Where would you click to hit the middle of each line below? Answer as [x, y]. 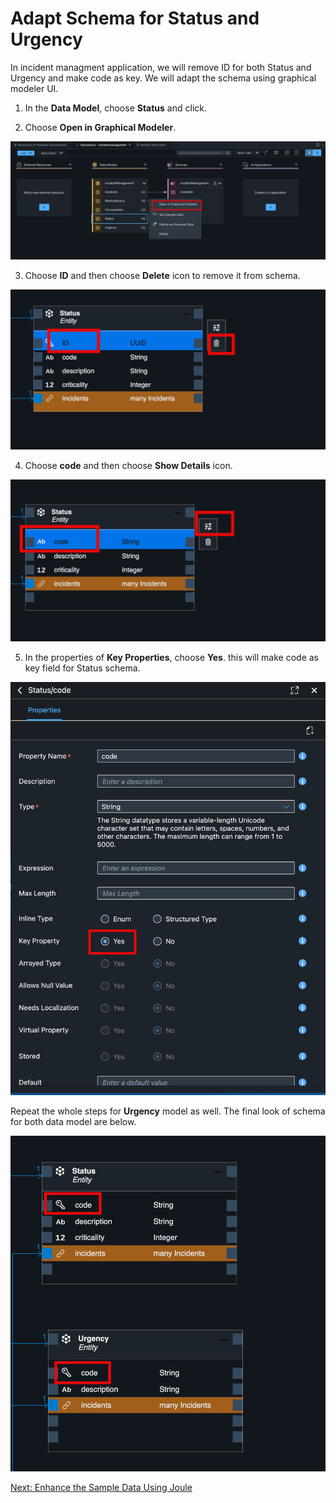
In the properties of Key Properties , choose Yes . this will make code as [171, 657]
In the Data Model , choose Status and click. [115, 108]
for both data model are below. [73, 1121]
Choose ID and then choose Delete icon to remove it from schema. [162, 275]
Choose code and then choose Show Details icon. [128, 466]
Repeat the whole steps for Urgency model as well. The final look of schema [168, 1111]
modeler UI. [34, 88]
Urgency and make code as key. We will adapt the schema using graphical [163, 78]
